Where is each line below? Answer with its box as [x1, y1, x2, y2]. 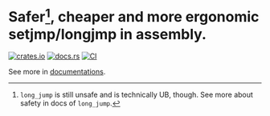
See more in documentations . [8, 67, 106, 77]
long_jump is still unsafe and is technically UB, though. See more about [19, 90, 253, 100]
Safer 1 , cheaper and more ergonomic [8, 5, 260, 26]
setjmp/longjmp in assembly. [8, 25, 207, 43]
